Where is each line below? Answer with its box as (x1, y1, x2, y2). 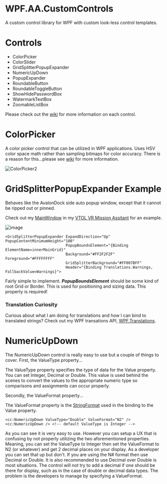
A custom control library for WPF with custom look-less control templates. (5, 20, 157, 26)
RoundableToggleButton (12, 86, 62, 92)
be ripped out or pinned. (5, 205, 55, 211)
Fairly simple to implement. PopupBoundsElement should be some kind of (5, 278, 159, 284)
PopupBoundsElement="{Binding (65, 243, 128, 248)
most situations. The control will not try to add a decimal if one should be (5, 462, 155, 468)
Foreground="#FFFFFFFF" (5, 256, 55, 261)
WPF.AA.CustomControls (5, 3, 113, 15)
